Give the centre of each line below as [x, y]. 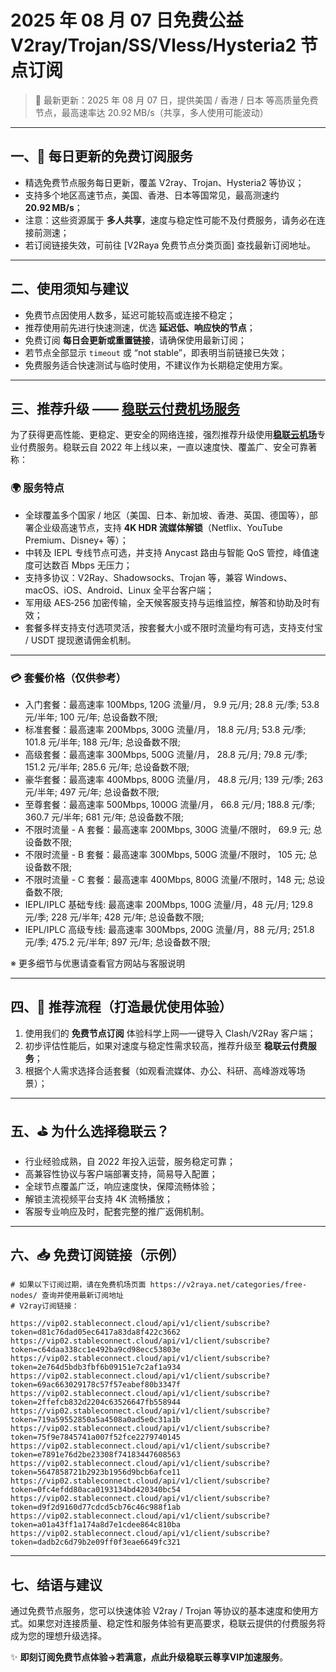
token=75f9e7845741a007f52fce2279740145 [96, 1437]
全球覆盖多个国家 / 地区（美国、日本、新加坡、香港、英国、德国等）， [167, 515]
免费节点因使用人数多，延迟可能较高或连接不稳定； [130, 315]
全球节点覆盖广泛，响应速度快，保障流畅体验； [121, 1186]
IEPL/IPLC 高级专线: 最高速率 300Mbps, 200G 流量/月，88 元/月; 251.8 [169, 929]
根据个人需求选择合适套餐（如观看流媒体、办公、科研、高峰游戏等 [160, 1070]
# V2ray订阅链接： [45, 1306]
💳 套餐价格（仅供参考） [68, 678]
